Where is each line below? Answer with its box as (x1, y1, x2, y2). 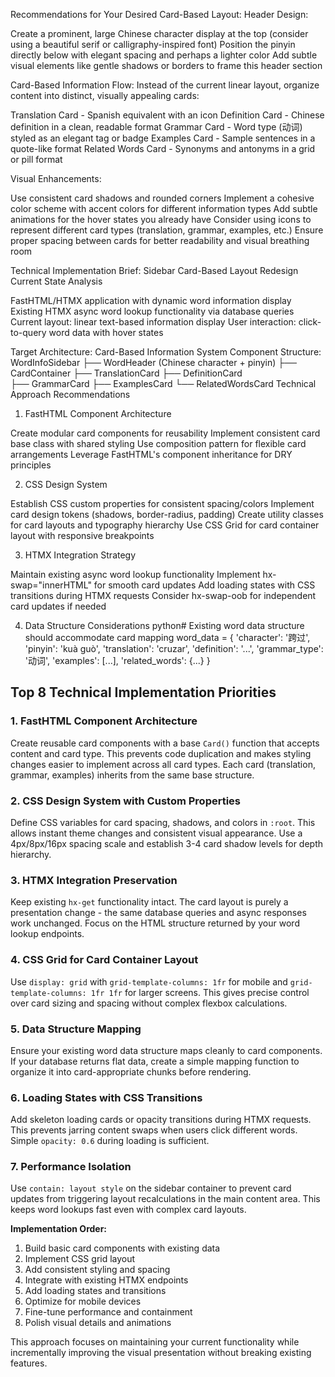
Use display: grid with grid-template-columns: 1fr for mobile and (10, 975, 288, 988)
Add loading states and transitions (24, 1285, 167, 1297)
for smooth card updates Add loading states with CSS (93, 579, 316, 591)
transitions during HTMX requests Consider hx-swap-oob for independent (10, 590, 317, 601)
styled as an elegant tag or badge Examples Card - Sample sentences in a (10, 132, 316, 144)
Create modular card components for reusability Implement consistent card (10, 427, 321, 439)
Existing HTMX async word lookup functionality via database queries (10, 305, 295, 317)
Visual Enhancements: (10, 173, 102, 184)
